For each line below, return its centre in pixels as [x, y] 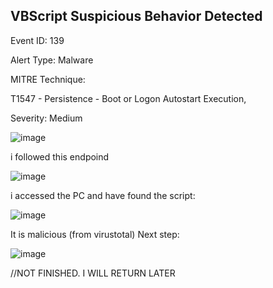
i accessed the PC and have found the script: [103, 195]
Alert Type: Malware [52, 60]
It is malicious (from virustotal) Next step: [95, 234]
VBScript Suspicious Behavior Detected [136, 16]
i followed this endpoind [60, 156]
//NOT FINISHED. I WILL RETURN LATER [93, 273]
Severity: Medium [46, 118]
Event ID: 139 [37, 40]
